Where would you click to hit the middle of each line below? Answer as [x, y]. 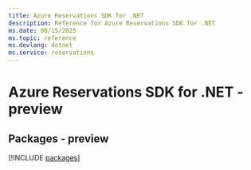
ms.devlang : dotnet [41, 45]
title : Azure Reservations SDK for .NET [76, 16]
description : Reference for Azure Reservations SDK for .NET [112, 23]
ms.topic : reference [43, 38]
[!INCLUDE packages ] [44, 158]
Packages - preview [59, 138]
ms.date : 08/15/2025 [43, 30]
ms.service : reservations [51, 53]
